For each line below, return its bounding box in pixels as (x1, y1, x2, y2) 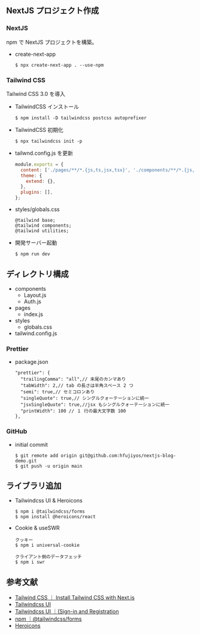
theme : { (20, 173, 43, 179)
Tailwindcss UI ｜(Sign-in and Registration (14, 608, 119, 615)
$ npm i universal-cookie (14, 542, 80, 549)
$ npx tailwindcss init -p (14, 138, 83, 144)
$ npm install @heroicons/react (14, 514, 96, 520)
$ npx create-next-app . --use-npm (14, 62, 104, 68)
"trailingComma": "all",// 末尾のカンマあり (20, 377, 126, 383)
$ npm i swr (14, 559, 45, 565)
